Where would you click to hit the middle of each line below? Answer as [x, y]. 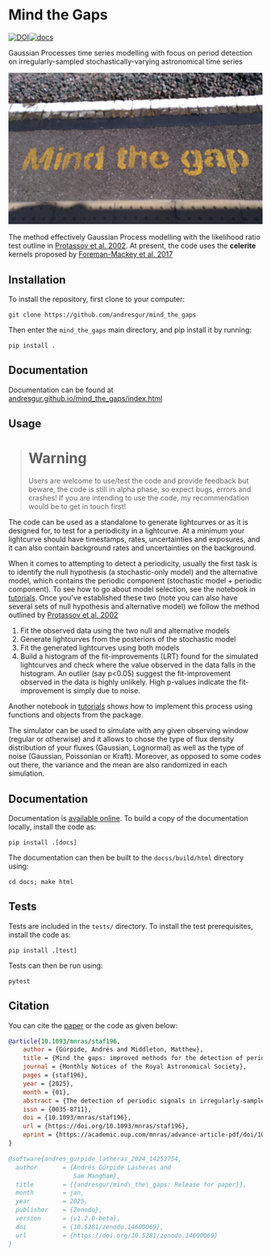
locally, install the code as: [52, 827]
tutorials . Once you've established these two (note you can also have [123, 598]
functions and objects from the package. [76, 715]
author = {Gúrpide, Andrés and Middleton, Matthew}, [113, 1050]
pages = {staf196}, [56, 1075]
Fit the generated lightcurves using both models [100, 648]
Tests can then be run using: [56, 965]
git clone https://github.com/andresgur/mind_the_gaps [102, 315]
